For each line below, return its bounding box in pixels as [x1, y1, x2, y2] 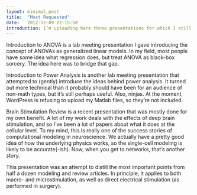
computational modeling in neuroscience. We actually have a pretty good [6, 134, 185, 141]
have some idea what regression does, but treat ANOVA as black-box [6, 54, 175, 61]
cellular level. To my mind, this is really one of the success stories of [6, 127, 173, 134]
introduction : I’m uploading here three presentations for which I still [6, 25, 192, 31]
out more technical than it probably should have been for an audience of [6, 84, 182, 92]
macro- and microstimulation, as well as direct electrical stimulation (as [6, 176, 180, 183]
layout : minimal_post [6, 8, 60, 15]
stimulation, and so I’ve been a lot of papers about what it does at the [6, 121, 175, 128]
